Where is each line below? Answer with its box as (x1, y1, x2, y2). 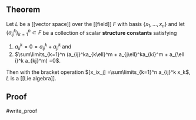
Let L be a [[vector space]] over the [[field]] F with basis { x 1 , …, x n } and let (6, 20, 185, 29)
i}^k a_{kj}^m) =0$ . (14, 57, 61, 64)
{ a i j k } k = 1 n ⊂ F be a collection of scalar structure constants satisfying (6, 28, 177, 38)
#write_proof (6, 108, 38, 115)
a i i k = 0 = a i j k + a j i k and (14, 42, 72, 51)
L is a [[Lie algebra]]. (6, 74, 57, 82)
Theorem (6, 5, 41, 15)
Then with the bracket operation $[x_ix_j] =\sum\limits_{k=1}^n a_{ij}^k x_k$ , (6, 68, 191, 76)
